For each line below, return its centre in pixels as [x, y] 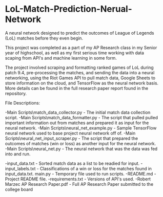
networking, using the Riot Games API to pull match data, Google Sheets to [80, 78]
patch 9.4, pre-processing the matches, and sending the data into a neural [80, 72]
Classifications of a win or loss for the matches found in [96, 168]
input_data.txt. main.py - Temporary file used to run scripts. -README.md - [81, 174]
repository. [16, 93]
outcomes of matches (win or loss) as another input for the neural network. [81, 143]
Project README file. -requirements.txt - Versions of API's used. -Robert [78, 179]
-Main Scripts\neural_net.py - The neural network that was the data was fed [81, 149]
